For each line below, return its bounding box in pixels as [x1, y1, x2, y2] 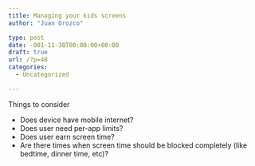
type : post [8, 34, 45, 41]
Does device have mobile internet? [19, 115, 134, 125]
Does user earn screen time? [19, 132, 116, 141]
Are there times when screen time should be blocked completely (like [19, 140, 248, 150]
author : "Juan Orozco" [8, 19, 84, 27]
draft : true [8, 49, 48, 57]
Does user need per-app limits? [19, 123, 124, 132]
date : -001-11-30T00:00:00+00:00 [8, 41, 120, 49]
